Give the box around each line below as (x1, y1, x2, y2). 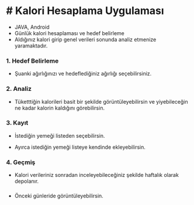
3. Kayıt (6, 119, 29, 127)
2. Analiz (6, 85, 32, 93)
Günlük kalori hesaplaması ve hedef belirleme (14, 29, 124, 36)
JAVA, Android (14, 23, 50, 30)
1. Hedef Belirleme (6, 57, 59, 65)
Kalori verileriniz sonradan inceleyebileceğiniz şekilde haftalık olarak (14, 172, 179, 179)
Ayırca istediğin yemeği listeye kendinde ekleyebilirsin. (14, 143, 146, 151)
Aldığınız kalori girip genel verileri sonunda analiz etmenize (14, 36, 157, 43)
